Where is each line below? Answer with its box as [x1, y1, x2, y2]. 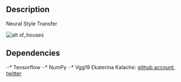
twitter [6, 70, 22, 77]
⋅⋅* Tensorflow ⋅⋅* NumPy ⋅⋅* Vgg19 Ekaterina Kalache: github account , [6, 63, 176, 70]
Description [6, 5, 50, 15]
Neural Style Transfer [6, 20, 57, 27]
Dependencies [6, 48, 60, 58]
